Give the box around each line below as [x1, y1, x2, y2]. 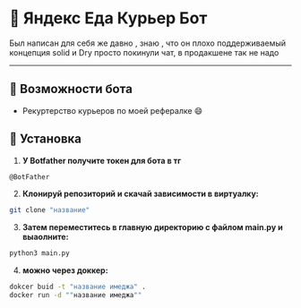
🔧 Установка [9, 132, 82, 147]
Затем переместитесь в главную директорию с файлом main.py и [21, 222, 284, 233]
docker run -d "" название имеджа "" [9, 291, 142, 300]
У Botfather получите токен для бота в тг [21, 155, 182, 166]
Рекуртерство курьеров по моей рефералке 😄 [21, 105, 203, 115]
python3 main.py [9, 249, 70, 258]
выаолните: [21, 232, 69, 243]
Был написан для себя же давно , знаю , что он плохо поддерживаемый [9, 38, 287, 48]
